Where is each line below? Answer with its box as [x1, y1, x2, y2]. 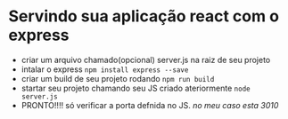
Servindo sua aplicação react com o [8, 6, 280, 27]
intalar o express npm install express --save [21, 64, 189, 75]
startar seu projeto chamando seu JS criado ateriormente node [21, 83, 251, 93]
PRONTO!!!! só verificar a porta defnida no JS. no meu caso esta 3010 [21, 99, 279, 110]
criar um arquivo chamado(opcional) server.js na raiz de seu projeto [21, 54, 271, 65]
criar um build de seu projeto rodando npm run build [21, 73, 215, 83]
